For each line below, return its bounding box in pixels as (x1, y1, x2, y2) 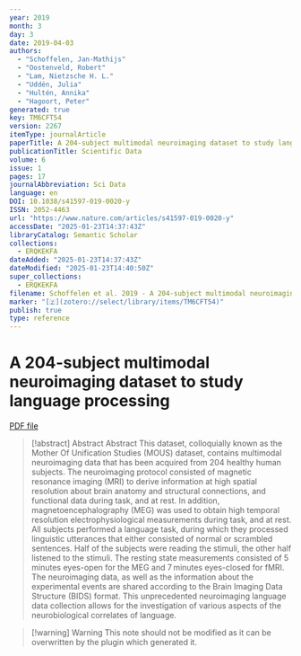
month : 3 (9, 22, 42, 31)
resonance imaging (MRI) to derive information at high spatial (30, 476, 258, 487)
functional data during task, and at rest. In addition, (30, 495, 220, 506)
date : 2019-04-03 (9, 38, 74, 48)
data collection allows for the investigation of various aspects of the (30, 600, 282, 611)
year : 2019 (9, 13, 50, 22)
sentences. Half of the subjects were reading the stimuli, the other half (30, 543, 292, 554)
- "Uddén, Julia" (17, 80, 82, 89)
